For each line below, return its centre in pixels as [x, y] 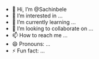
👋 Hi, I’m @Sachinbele [39, 9]
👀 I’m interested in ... [37, 16]
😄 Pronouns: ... [31, 44]
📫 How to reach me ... [40, 35]
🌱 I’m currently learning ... [44, 22]
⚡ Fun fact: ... [28, 51]
